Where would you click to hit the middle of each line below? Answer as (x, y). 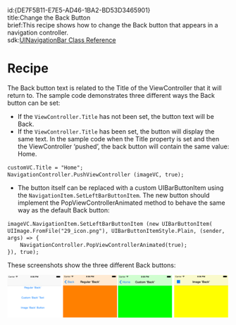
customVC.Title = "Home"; (45, 167)
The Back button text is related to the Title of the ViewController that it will (114, 88)
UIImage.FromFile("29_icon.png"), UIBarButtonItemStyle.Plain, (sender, (116, 231)
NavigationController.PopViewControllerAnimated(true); (104, 245)
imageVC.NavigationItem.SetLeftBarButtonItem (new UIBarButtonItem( (110, 224)
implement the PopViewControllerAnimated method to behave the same (121, 203)
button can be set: (34, 103)
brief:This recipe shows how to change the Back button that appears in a (113, 25)
